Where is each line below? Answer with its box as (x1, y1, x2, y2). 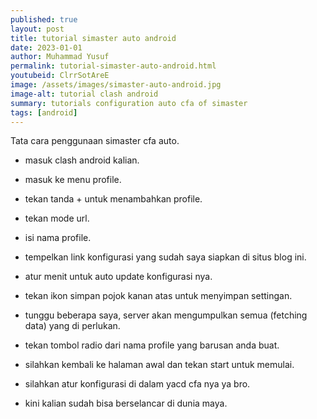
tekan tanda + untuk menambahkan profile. (24, 193, 203, 205)
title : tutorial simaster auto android (10, 33, 177, 43)
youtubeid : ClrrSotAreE (10, 71, 110, 81)
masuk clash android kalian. (24, 154, 140, 166)
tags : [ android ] (10, 107, 78, 118)
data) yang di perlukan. (24, 320, 121, 332)
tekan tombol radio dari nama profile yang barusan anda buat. (24, 339, 280, 351)
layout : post (10, 24, 65, 34)
